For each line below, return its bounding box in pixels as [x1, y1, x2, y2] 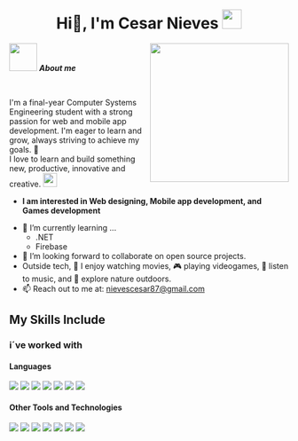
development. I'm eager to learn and [9, 125, 142, 136]
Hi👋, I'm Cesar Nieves [56, 13, 219, 34]
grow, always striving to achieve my [9, 134, 140, 146]
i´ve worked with [9, 339, 82, 351]
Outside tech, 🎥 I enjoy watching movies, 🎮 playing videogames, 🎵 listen [21, 260, 289, 271]
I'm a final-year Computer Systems [9, 97, 137, 107]
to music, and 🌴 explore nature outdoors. [21, 273, 171, 284]
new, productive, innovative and [9, 162, 126, 173]
